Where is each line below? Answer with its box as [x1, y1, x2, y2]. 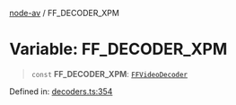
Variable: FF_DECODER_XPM [9, 39, 228, 59]
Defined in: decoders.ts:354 [9, 85, 113, 97]
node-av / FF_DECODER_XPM [9, 8, 119, 18]
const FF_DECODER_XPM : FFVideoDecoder [31, 68, 188, 79]
